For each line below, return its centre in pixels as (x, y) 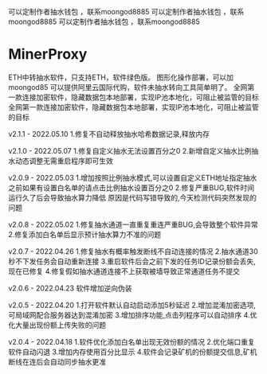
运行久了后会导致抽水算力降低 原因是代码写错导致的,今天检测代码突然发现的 (132, 197)
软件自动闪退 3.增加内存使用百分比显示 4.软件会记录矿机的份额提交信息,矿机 (133, 352)
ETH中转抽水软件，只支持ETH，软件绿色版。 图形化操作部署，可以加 (121, 77)
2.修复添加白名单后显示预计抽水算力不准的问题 (85, 234)
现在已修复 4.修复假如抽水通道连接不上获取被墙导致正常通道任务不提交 (124, 271)
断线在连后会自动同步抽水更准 (57, 361)
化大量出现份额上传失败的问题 (57, 325)
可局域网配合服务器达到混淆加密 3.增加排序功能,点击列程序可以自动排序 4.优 (133, 315)
